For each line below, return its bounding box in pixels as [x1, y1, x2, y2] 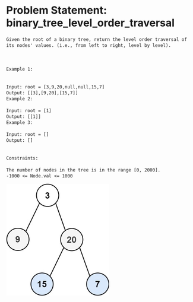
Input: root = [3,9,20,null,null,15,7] [6, 84, 105, 90]
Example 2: [6, 96, 33, 101]
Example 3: [6, 119, 33, 125]
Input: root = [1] [6, 107, 52, 113]
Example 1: [6, 66, 33, 72]
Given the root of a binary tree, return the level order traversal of [6, 36, 187, 42]
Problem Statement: [6, 4, 107, 17]
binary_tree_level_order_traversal [6, 16, 175, 30]
